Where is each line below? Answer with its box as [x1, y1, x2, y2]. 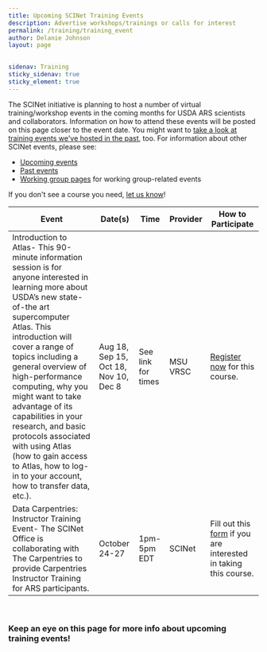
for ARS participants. [12, 582, 90, 593]
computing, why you [12, 381, 89, 392]
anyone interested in [12, 271, 89, 282]
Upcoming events [19, 157, 78, 167]
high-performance [12, 371, 83, 382]
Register [210, 351, 242, 362]
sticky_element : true [8, 77, 80, 86]
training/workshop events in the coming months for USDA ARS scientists [8, 108, 246, 118]
